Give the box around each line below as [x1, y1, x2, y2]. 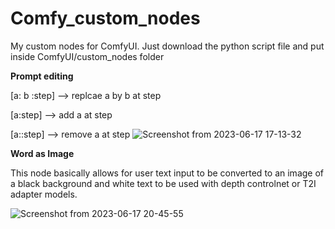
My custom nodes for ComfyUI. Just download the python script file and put [10, 40, 325, 52]
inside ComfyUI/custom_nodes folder [10, 50, 165, 62]
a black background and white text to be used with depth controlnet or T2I [10, 177, 317, 189]
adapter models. [10, 188, 78, 200]
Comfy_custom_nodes [10, 7, 201, 30]
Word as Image [10, 147, 75, 159]
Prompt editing [10, 70, 74, 82]
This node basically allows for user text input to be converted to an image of [10, 167, 324, 179]
